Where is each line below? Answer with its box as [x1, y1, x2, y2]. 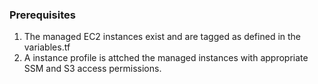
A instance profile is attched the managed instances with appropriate [23, 52, 309, 64]
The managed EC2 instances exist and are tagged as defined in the [23, 31, 302, 43]
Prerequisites [9, 8, 76, 22]
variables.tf [23, 41, 71, 53]
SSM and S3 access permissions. [23, 63, 162, 75]
